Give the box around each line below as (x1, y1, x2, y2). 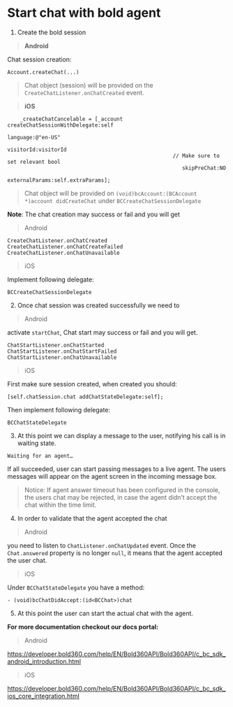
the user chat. (7, 556, 47, 564)
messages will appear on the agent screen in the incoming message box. (7, 472, 218, 480)
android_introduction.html (7, 657, 82, 666)
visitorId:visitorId (7, 146, 68, 153)
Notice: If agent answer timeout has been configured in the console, (24, 485, 220, 494)
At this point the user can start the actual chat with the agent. (17, 609, 194, 617)
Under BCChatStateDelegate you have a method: (7, 583, 145, 591)
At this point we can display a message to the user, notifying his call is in (17, 431, 226, 440)
